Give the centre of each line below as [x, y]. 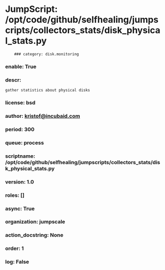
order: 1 [14, 249]
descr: [13, 80]
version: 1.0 [20, 181]
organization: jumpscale [35, 222]
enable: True [21, 67]
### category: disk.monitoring [47, 54]
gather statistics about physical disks [48, 90]
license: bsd [20, 103]
